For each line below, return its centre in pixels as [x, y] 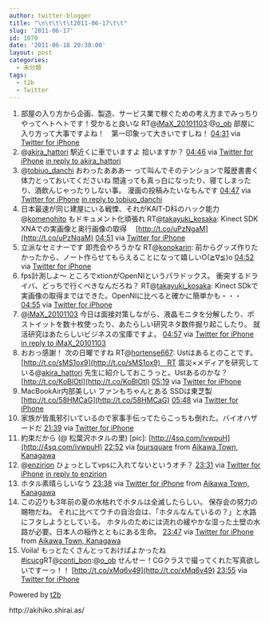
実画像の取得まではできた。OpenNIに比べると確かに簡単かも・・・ [131, 296]
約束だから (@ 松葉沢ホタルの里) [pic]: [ [86, 438]
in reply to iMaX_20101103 [63, 343]
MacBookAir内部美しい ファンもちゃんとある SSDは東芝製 [116, 391]
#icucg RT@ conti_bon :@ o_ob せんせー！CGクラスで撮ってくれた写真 [133, 561]
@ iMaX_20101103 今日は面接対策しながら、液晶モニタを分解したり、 [134, 314]
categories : [29, 61]
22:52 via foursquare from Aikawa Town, [171, 447]
